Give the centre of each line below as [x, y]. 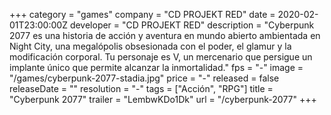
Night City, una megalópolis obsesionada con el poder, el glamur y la [150, 46]
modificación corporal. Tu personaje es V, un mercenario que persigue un [161, 57]
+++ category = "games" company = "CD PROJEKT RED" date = [142, 14]
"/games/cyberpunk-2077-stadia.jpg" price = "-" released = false [144, 78]
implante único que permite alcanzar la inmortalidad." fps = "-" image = [156, 67]
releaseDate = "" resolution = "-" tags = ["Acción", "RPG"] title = [141, 88]
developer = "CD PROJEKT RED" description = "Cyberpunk [192, 25]
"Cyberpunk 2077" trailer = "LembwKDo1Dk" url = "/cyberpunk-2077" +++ [163, 99]
